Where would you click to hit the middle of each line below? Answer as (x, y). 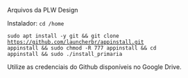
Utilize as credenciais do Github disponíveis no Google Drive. (94, 67)
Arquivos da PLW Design (43, 10)
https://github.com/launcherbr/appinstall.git (76, 42)
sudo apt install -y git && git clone (63, 36)
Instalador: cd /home (36, 23)
